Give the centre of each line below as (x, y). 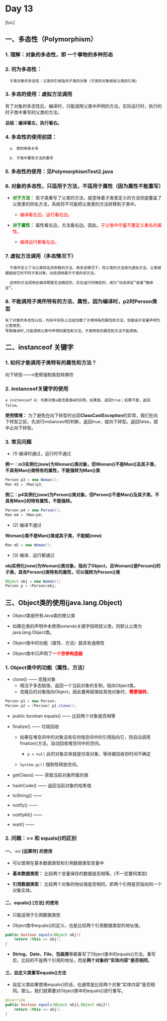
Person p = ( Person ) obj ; (31, 586)
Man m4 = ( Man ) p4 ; (24, 515)
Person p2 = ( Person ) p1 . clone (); (41, 706)
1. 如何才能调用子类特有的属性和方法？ (51, 363)
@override (15, 1000)
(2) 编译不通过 (27, 525)
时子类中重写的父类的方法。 (34, 112)
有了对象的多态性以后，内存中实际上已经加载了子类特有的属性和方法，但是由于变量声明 (81, 320)
